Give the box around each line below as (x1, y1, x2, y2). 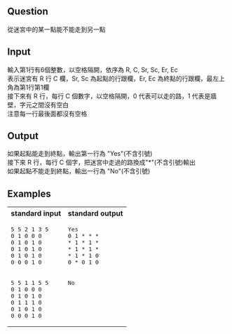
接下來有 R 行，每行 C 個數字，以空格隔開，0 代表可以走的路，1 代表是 (7, 91, 211, 100)
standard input (11, 208, 62, 218)
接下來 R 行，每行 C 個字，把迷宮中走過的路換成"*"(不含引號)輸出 (7, 158, 196, 167)
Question (7, 6, 48, 18)
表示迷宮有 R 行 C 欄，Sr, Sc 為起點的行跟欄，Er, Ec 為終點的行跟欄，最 (7, 74, 213, 83)
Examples (7, 187, 51, 199)
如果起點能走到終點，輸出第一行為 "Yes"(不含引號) (7, 149, 153, 158)
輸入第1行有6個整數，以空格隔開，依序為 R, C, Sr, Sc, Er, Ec (7, 65, 178, 74)
